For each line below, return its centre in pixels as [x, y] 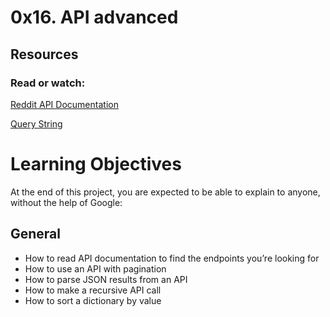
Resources [44, 54]
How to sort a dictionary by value [93, 300]
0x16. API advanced [94, 17]
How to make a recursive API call [93, 290]
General [36, 234]
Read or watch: [48, 83]
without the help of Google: [66, 202]
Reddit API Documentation [64, 104]
